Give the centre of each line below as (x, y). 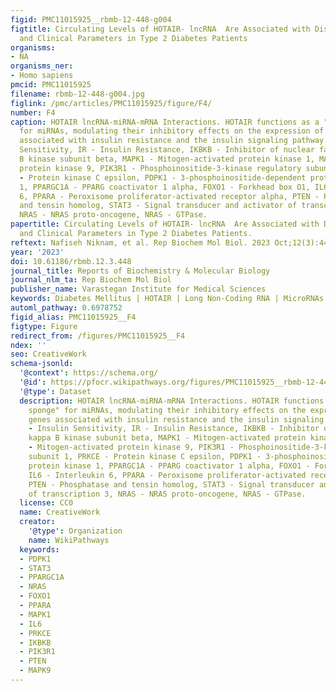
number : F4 (33, 112)
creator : (37, 522)
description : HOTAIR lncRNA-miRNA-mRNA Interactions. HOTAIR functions (172, 401)
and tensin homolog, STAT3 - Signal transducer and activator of (158, 206)
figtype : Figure (44, 326)
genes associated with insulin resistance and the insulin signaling (176, 419)
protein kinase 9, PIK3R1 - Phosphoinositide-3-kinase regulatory (160, 168)
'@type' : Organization (75, 531)
